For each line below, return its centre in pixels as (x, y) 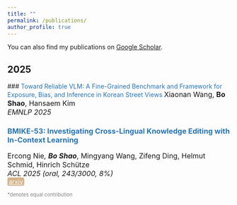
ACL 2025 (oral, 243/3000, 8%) (60, 174)
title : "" (22, 14)
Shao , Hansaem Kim (41, 103)
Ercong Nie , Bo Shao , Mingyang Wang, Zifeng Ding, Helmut (106, 156)
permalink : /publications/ (47, 20)
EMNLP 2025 (29, 112)
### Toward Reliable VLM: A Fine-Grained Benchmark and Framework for (115, 86)
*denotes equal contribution (40, 195)
